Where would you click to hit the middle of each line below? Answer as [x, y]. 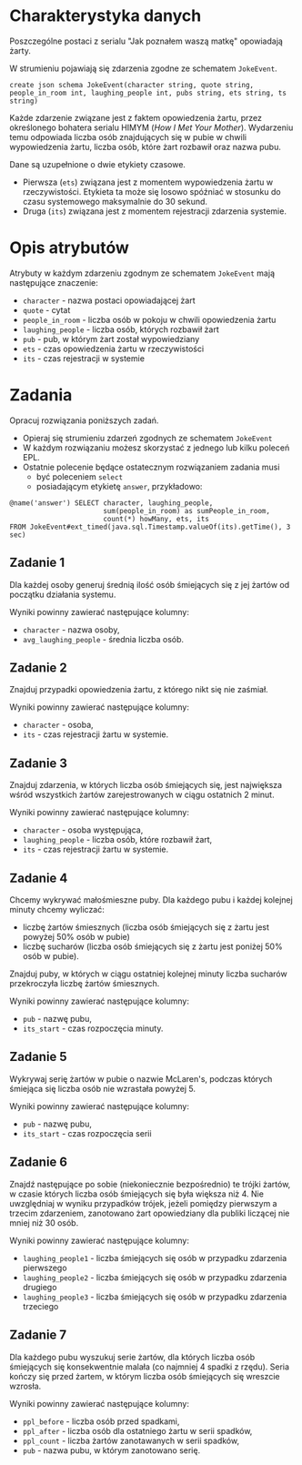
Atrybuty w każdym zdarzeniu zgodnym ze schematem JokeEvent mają [142, 273]
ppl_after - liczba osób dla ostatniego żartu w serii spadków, [137, 1430]
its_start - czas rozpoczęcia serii [87, 1133]
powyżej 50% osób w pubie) [76, 937]
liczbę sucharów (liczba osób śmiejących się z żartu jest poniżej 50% [153, 946]
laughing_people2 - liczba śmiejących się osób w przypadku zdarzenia [155, 1277]
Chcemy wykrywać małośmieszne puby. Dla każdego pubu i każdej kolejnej [151, 900]
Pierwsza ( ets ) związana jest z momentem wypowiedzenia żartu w [148, 182]
